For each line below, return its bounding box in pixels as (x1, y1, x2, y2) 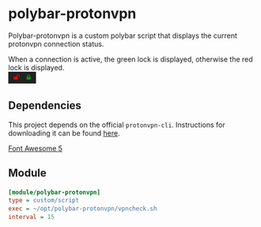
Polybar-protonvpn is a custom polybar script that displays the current (8, 31, 237, 40)
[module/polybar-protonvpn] (8, 188, 101, 196)
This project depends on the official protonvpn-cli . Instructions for (8, 120, 225, 129)
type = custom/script (8, 196, 80, 205)
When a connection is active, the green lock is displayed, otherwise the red (8, 54, 253, 64)
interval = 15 (8, 214, 55, 221)
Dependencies (8, 99, 81, 113)
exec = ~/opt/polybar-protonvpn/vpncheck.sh (8, 205, 157, 213)
